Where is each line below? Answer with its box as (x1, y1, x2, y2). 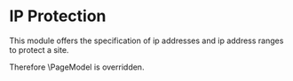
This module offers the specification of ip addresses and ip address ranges (9, 35, 284, 46)
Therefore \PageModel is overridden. (9, 62, 145, 72)
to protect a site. (9, 44, 69, 55)
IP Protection (9, 6, 107, 26)
